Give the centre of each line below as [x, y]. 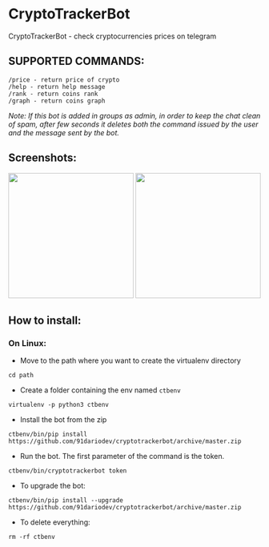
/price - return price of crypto [64, 80]
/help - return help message [57, 86]
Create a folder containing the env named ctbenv [100, 390]
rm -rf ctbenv [32, 537]
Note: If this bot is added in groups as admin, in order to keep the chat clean [134, 115]
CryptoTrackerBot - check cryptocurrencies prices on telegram [112, 36]
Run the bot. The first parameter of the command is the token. [122, 457]
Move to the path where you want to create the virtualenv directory [130, 360]
